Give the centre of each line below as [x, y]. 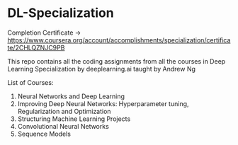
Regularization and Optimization [64, 111]
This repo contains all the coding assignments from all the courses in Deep [117, 61]
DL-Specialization [61, 13]
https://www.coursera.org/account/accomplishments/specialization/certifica [119, 40]
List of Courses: [30, 82]
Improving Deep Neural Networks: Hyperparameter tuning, [103, 103]
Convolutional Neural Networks [63, 126]
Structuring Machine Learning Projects [74, 119]
